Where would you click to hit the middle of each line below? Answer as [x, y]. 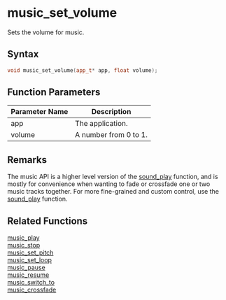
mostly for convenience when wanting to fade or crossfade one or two [109, 184]
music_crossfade [32, 290]
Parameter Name [40, 112]
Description [111, 112]
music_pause [26, 268]
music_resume [28, 275]
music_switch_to [31, 283]
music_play [23, 238]
